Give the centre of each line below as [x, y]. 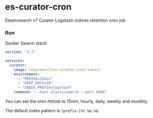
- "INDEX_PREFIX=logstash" [45, 88]
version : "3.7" [20, 52]
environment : [27, 74]
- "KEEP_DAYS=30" [35, 83]
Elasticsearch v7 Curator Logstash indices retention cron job [65, 20]
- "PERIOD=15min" [35, 79]
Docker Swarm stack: [26, 43]
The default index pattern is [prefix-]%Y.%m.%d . [52, 111]
